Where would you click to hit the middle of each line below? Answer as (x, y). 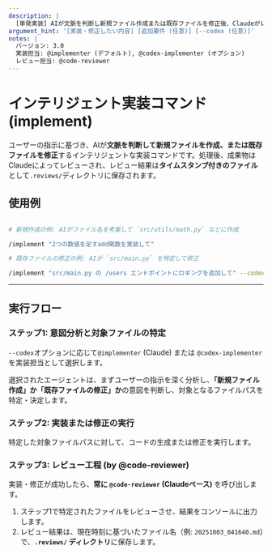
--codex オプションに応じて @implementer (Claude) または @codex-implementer (136, 352)
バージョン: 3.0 (40, 46)
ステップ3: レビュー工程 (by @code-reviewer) (99, 465)
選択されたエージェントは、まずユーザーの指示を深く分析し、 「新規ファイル (134, 379)
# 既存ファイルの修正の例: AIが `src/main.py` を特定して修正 (104, 259)
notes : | (23, 38)
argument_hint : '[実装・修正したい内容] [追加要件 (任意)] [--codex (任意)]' (132, 31)
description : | (34, 16)
